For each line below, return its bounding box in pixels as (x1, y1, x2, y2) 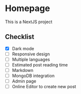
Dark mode (12, 45, 35, 51)
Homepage (5, 3, 50, 14)
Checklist (5, 33, 35, 41)
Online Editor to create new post (12, 84, 76, 90)
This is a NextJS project (5, 19, 53, 25)
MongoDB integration (12, 73, 54, 79)
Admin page (12, 78, 37, 84)
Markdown (12, 67, 34, 73)
